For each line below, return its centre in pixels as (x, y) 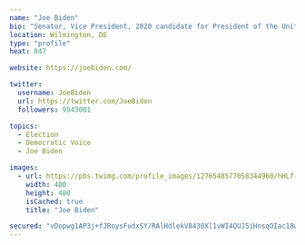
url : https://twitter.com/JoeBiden (85, 101)
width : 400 (46, 184)
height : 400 (48, 193)
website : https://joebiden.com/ (70, 68)
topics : (24, 126)
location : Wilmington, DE (58, 34)
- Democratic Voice (54, 143)
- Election (38, 134)
